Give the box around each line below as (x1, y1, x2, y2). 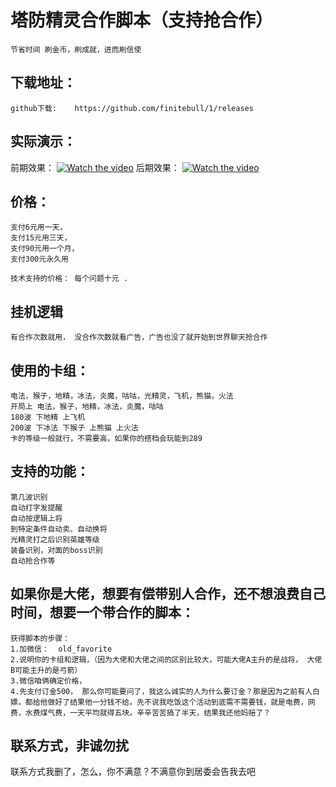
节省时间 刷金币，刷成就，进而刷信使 (10, 44, 142, 55)
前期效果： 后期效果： (10, 161, 180, 173)
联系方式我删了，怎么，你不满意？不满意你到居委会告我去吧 (10, 766, 256, 778)
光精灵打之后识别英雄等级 (10, 534, 100, 545)
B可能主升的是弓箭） (10, 665, 83, 675)
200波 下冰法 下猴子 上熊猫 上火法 (10, 423, 139, 433)
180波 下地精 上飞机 (10, 412, 86, 422)
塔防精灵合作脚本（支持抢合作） (10, 9, 274, 32)
